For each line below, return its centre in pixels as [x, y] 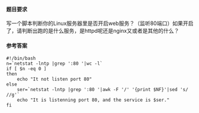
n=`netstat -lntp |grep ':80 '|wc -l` [54, 64]
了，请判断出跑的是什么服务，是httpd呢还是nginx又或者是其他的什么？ [93, 31]
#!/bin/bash [21, 59]
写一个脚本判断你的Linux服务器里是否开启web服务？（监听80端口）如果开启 [100, 23]
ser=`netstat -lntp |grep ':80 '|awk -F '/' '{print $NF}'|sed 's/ [102, 90]
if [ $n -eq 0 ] [26, 69]
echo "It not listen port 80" [55, 79]
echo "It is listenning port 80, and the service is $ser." [93, 100]
